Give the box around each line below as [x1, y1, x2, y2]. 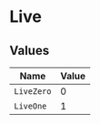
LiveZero [14, 87, 52, 97]
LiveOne [14, 101, 47, 111]
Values [9, 43, 50, 58]
